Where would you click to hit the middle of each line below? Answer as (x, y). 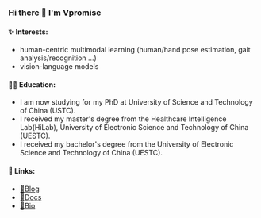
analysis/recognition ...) (58, 58)
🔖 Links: (22, 170)
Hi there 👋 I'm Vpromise (55, 13)
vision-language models (59, 67)
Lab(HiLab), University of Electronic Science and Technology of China (134, 128)
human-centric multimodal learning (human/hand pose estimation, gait (135, 50)
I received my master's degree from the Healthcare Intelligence (123, 119)
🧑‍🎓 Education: (32, 84)
